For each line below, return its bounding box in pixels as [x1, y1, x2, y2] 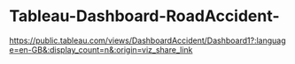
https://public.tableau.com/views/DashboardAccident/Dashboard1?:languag [9, 35, 286, 46]
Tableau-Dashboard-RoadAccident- [9, 6, 281, 26]
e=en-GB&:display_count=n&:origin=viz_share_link [9, 44, 193, 54]
